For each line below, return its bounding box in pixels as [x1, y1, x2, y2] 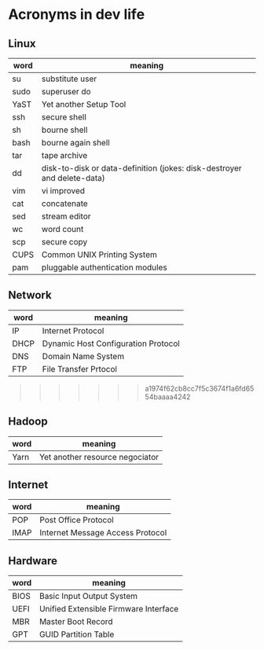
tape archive [42, 150, 88, 160]
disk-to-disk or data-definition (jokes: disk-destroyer [42, 163, 242, 174]
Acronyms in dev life [8, 6, 145, 24]
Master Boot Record [38, 616, 113, 627]
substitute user [42, 73, 97, 84]
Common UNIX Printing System [42, 249, 157, 260]
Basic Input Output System [38, 591, 137, 602]
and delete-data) [42, 173, 106, 183]
